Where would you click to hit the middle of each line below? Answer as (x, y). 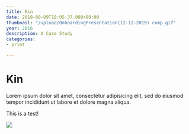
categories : (21, 39)
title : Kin (20, 12)
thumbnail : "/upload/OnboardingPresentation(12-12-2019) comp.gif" (91, 23)
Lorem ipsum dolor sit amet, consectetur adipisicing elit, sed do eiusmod (95, 95)
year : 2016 (20, 28)
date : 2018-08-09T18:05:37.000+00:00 (53, 17)
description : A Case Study (39, 34)
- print (16, 45)
